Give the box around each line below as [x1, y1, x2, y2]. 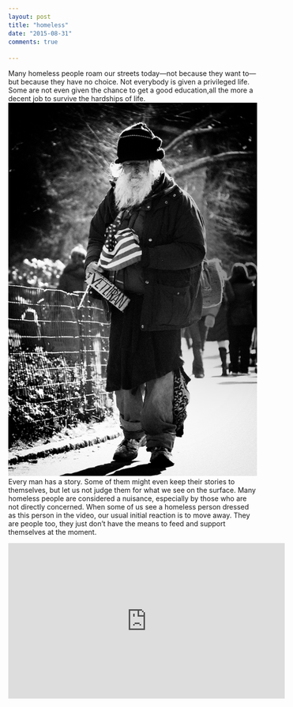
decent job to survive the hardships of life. [8, 94, 146, 103]
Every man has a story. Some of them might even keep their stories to [8, 477, 235, 487]
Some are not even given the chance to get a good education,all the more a [8, 85, 254, 95]
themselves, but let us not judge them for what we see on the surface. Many [8, 486, 257, 495]
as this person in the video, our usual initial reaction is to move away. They [8, 510, 250, 521]
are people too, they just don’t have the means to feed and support [8, 519, 226, 528]
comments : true [8, 38, 58, 46]
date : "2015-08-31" [8, 29, 73, 37]
